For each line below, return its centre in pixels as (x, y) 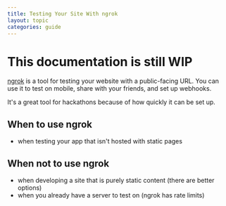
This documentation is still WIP (100, 62)
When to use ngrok (50, 124)
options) (30, 188)
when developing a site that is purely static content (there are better (116, 180)
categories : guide (34, 27)
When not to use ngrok (58, 163)
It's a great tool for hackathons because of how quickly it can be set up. (112, 102)
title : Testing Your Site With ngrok (63, 14)
